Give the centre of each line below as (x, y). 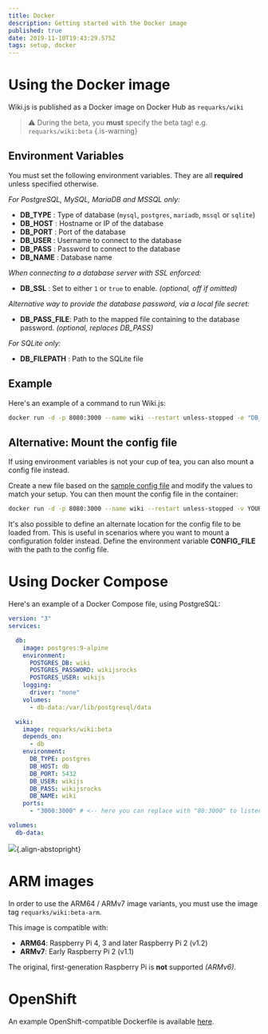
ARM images (51, 881)
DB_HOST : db (49, 766)
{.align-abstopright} (49, 849)
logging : (37, 685)
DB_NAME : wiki (53, 796)
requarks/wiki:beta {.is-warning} (83, 131)
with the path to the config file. (59, 550)
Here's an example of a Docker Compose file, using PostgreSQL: (114, 604)
